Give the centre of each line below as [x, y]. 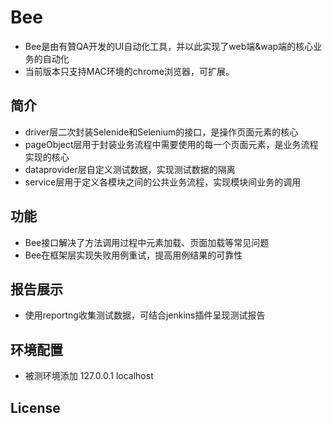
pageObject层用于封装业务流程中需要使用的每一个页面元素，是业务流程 [171, 144]
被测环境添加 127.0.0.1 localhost [89, 376]
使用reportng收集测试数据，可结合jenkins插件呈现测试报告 [145, 315]
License [35, 407]
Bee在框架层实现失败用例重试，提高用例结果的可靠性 [133, 255]
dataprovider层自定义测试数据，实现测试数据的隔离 [130, 169]
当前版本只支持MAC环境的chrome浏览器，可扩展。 [129, 71]
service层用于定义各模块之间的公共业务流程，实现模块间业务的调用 [163, 182]
